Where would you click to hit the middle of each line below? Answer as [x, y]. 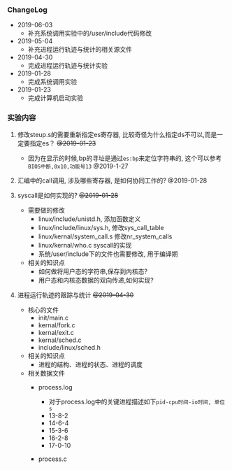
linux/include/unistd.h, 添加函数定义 [89, 219]
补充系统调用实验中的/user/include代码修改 [90, 34]
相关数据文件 [46, 373]
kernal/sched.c [60, 340]
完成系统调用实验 [52, 82]
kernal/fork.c [57, 325]
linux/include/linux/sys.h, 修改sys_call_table [101, 227]
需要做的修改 [46, 210]
